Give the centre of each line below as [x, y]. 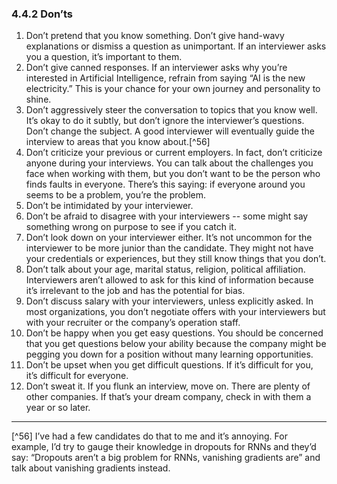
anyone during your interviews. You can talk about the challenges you [169, 163]
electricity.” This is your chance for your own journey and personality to [173, 89]
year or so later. [58, 408]
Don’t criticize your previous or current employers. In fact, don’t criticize [174, 153]
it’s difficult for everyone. [77, 376]
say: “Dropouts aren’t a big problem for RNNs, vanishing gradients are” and [166, 458]
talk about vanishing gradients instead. [91, 468]
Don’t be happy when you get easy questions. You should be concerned [174, 333]
